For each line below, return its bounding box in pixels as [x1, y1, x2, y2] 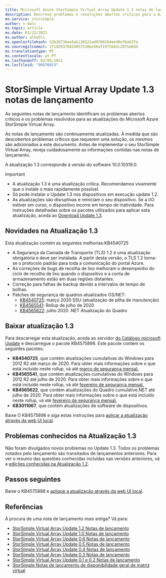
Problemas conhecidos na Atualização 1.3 [5, 432, 137, 440]
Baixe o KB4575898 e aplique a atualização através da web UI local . [5, 488, 144, 494]
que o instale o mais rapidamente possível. [12, 186, 100, 192]
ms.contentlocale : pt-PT [5, 53, 56, 58]
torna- [144, 255, 157, 261]
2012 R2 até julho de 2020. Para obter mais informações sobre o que [12, 376, 153, 382]
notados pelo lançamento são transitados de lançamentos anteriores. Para [5, 450, 157, 456]
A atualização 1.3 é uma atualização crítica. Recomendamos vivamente [12, 181, 157, 187]
